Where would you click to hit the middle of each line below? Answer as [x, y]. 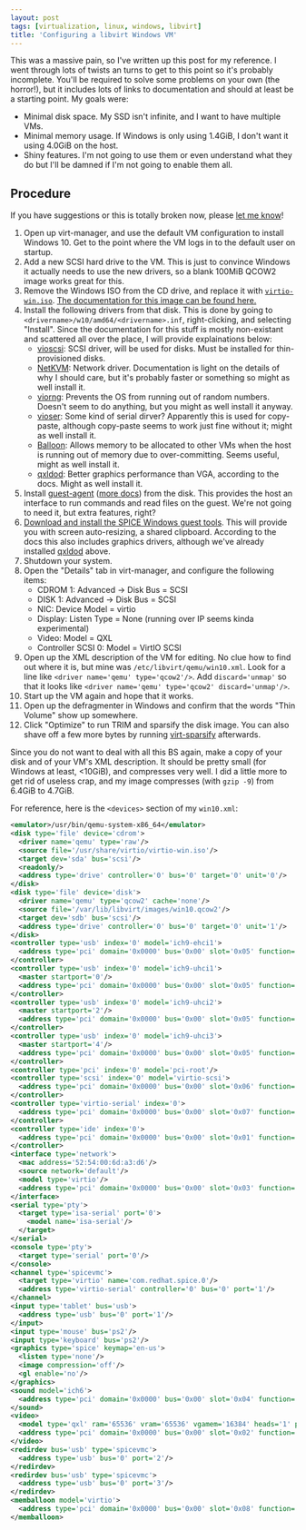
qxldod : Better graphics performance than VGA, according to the [158, 474]
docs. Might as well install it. [90, 484]
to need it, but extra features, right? [90, 513]
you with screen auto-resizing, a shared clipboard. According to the [150, 532]
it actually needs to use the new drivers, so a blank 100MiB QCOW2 [149, 271]
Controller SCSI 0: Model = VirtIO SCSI [109, 648]
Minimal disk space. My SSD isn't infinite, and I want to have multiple [152, 117]
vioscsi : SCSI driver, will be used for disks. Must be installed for [156, 349]
